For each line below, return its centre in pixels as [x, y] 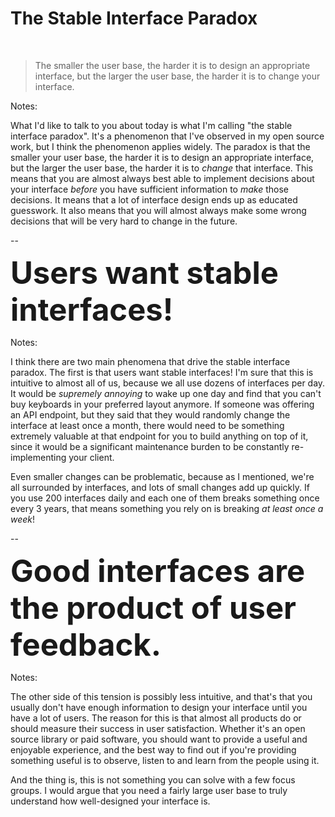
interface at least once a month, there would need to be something [147, 425]
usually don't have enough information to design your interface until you [159, 707]
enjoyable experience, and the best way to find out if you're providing [153, 749]
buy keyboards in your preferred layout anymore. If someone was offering [162, 404]
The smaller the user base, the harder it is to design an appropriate [172, 65]
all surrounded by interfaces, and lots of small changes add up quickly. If [160, 487]
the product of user [153, 607]
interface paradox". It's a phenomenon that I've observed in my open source [167, 136]
